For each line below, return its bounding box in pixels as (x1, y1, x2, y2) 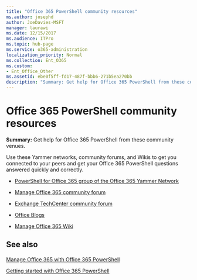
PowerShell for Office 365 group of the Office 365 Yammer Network (14, 177, 179, 184)
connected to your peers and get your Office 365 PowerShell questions (6, 160, 179, 167)
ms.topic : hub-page (6, 42, 54, 47)
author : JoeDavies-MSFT (6, 19, 64, 25)
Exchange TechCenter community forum (14, 200, 113, 207)
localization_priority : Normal (6, 52, 83, 58)
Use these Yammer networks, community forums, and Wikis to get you (6, 153, 177, 161)
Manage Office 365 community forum (14, 188, 106, 196)
